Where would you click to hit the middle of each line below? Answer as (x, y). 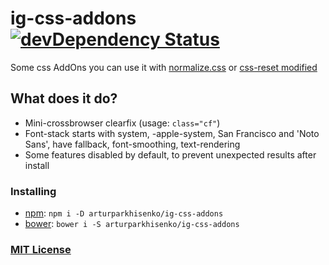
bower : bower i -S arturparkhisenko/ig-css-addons (132, 224)
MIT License (41, 249)
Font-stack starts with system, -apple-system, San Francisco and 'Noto (172, 133)
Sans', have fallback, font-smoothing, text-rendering (132, 144)
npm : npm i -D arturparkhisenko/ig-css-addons (124, 213)
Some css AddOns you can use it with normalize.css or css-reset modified (164, 67)
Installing (33, 191)
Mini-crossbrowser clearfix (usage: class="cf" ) (122, 123)
